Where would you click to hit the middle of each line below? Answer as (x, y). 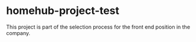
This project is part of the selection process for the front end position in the (98, 27)
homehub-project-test (63, 11)
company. (18, 33)
